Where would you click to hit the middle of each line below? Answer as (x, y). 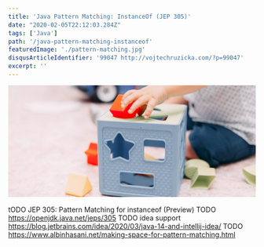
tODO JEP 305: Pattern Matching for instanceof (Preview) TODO (112, 210)
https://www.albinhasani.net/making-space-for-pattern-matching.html (122, 234)
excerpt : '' (27, 67)
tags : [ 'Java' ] (33, 33)
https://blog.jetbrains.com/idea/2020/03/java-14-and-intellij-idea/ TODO (126, 227)
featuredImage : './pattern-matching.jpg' (77, 50)
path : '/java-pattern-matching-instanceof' (81, 42)
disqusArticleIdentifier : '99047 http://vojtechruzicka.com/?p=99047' (126, 58)
